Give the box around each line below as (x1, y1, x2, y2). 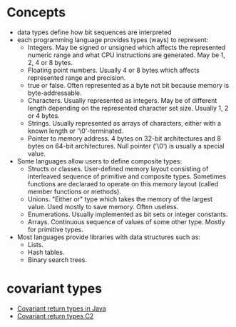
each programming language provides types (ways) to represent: (16, 35, 209, 44)
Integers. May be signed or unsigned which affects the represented (27, 43, 226, 51)
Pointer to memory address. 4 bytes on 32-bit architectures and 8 (27, 134, 222, 143)
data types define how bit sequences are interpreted (16, 28, 172, 36)
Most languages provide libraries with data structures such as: (16, 233, 201, 241)
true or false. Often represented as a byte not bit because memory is (27, 81, 230, 89)
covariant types (6, 281, 103, 297)
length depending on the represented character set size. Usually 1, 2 (27, 104, 229, 112)
